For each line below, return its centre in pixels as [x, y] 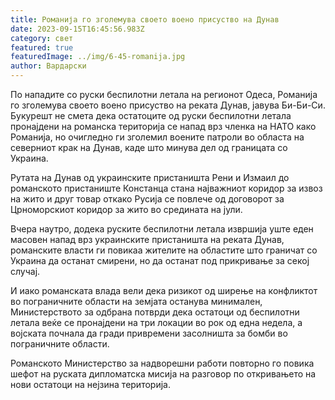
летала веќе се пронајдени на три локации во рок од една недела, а [156, 322]
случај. [25, 271]
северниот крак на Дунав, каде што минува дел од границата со [149, 147]
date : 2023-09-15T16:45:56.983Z [77, 29]
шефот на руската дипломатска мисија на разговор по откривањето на [163, 374]
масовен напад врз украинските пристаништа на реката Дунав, [147, 239]
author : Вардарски [48, 66]
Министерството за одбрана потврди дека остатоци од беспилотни [155, 312]
